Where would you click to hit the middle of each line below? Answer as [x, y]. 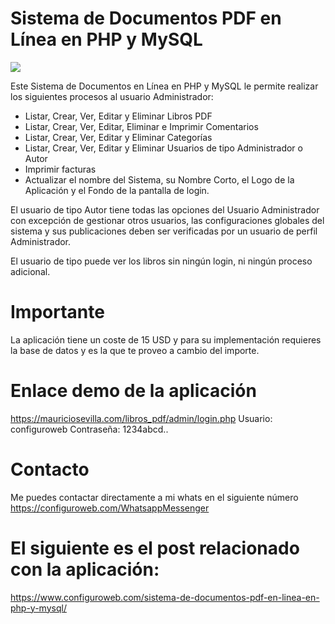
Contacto [50, 469]
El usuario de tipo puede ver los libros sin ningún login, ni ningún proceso [161, 261]
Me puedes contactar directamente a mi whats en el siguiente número [154, 497]
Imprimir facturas [60, 169]
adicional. [30, 271]
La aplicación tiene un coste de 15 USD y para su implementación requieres [166, 339]
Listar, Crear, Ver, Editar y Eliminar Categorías [118, 137]
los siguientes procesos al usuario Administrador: [112, 96]
